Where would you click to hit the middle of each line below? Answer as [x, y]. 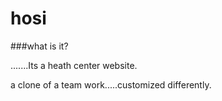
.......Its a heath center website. [74, 65]
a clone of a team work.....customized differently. [111, 84]
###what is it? [39, 46]
